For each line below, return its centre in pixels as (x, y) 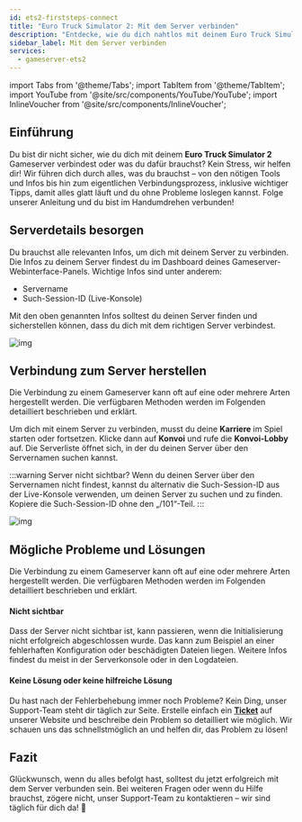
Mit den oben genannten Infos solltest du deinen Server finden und (133, 315)
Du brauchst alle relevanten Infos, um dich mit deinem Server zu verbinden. (149, 252)
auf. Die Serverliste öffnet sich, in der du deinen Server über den (129, 448)
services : (28, 51)
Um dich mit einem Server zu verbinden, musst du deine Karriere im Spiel (146, 429)
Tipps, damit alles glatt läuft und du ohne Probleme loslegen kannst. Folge (147, 192)
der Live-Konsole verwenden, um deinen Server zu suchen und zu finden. (146, 494)
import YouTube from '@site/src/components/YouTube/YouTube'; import (143, 95)
